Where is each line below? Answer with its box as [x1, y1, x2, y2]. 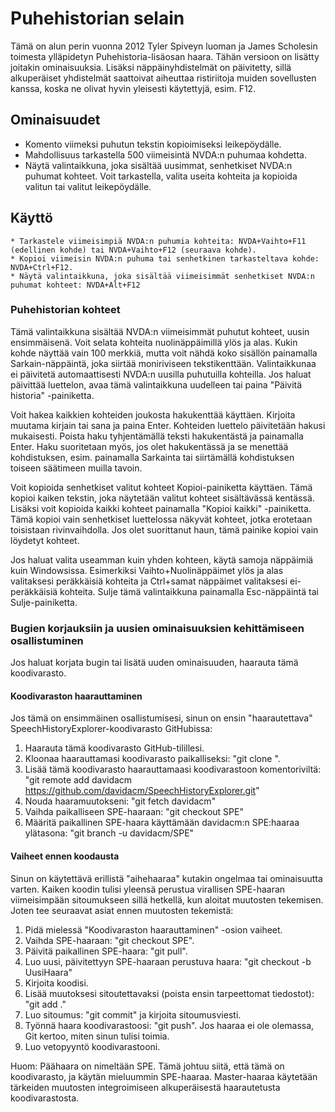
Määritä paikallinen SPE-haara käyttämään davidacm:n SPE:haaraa [24, 817, 300, 829]
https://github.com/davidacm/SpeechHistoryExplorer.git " [24, 785, 260, 797]
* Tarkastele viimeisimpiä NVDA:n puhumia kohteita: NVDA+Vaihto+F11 [10, 236, 307, 246]
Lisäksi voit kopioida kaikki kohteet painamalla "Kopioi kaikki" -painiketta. [10, 502, 312, 514]
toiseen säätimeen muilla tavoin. [10, 462, 143, 474]
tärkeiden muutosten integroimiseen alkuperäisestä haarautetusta [10, 1081, 281, 1093]
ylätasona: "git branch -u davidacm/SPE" [24, 827, 195, 839]
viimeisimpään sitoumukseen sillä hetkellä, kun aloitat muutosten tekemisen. [10, 893, 324, 906]
